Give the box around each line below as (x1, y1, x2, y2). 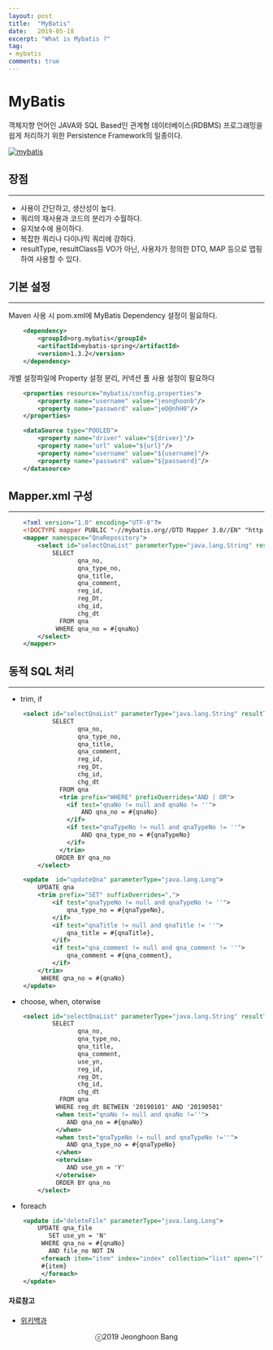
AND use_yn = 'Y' (66, 1164, 126, 1172)
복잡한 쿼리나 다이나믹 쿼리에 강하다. (19, 234, 136, 243)
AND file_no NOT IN (48, 1247, 115, 1256)
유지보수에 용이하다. (19, 223, 84, 233)
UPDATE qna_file (37, 1224, 93, 1233)
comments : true (8, 58, 60, 66)
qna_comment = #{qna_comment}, (66, 951, 173, 960)
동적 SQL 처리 (8, 664, 75, 678)
